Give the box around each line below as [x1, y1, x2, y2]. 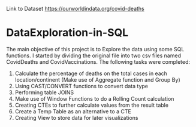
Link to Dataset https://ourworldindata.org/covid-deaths [6, 5, 145, 12]
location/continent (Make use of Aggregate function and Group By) [14, 76, 181, 83]
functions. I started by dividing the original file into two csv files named [6, 52, 182, 59]
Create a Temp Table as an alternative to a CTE [14, 107, 132, 115]
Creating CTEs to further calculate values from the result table [14, 101, 169, 109]
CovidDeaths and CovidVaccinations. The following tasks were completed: [6, 58, 191, 65]
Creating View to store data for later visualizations [14, 114, 138, 121]
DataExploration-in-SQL [6, 26, 129, 39]
